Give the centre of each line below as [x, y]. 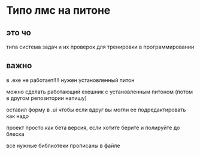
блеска [15, 134]
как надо [17, 116]
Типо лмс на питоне [58, 10]
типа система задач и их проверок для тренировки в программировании [100, 47]
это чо [19, 33]
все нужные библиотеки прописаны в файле [63, 145]
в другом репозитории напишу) [46, 98]
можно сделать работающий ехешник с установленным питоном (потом [100, 92]
